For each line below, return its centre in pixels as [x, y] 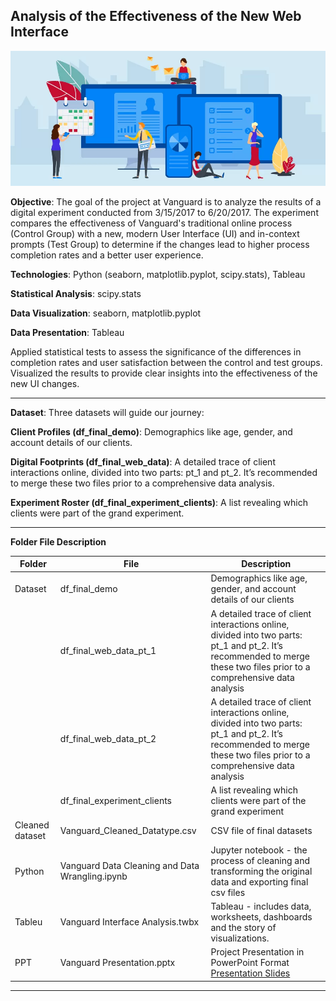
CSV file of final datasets [261, 830]
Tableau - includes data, [261, 906]
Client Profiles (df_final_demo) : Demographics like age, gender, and [151, 431]
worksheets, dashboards [261, 916]
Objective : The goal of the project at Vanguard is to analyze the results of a [166, 201]
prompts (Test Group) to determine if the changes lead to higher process [160, 244]
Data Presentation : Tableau [67, 332]
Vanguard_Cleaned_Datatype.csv [128, 830]
